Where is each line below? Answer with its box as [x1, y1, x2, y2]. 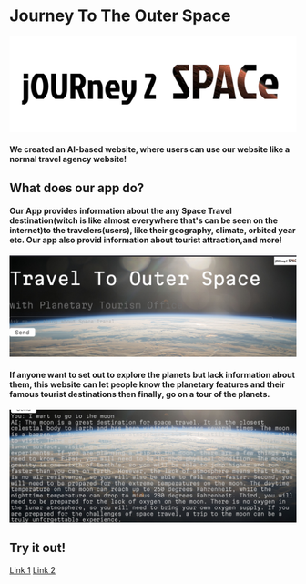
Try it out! [9, 540, 66, 556]
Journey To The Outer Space [9, 5, 231, 26]
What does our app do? [9, 179, 145, 196]
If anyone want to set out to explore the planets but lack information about [9, 369, 296, 380]
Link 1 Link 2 [9, 564, 56, 575]
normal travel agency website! [9, 154, 127, 165]
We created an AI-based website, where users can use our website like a [9, 144, 291, 155]
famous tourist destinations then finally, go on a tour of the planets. [9, 388, 270, 399]
